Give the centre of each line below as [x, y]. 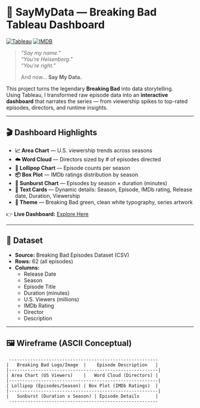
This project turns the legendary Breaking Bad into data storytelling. [90, 88]
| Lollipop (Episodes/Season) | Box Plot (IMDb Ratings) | [82, 386]
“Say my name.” [41, 52]
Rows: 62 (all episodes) [44, 261]
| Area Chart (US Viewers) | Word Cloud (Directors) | [82, 376]
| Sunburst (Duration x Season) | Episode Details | [82, 396]
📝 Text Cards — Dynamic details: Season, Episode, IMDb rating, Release [103, 189]
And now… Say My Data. [51, 77]
